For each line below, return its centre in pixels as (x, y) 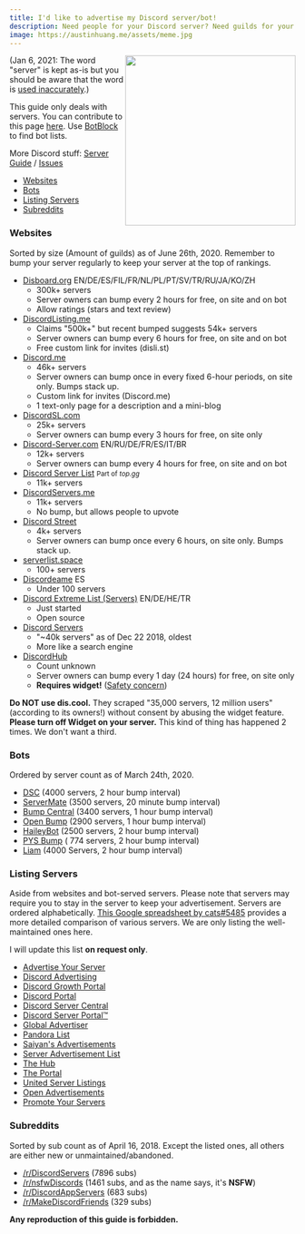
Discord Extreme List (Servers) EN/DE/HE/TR (106, 598)
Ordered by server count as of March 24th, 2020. (102, 774)
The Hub (39, 1063)
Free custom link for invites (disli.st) (103, 348)
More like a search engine (84, 646)
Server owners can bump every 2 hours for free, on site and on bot (162, 299)
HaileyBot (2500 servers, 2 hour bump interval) (111, 830)
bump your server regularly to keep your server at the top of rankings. (140, 262)
